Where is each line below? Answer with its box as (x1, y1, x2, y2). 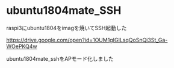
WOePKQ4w (6, 43, 37, 50)
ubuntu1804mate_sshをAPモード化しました (6, 55, 114, 62)
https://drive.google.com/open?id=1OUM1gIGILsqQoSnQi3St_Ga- (6, 36, 168, 43)
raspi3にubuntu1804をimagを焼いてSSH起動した (6, 24, 127, 31)
